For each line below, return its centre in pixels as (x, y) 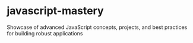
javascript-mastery (55, 11)
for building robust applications (45, 33)
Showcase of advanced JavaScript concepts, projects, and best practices (97, 27)
